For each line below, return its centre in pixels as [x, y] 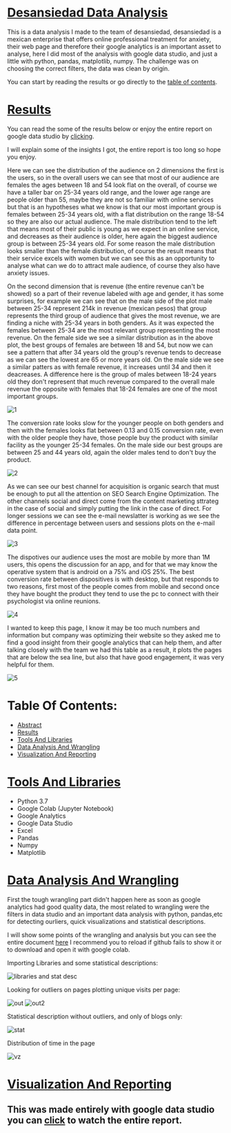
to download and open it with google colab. [69, 949]
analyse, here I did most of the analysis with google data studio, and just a [112, 54]
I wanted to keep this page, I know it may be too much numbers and [103, 628]
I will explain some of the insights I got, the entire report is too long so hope [114, 149]
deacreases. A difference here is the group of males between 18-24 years [112, 374]
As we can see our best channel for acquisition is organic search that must [113, 486]
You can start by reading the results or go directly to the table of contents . [112, 81]
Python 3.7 [32, 801]
